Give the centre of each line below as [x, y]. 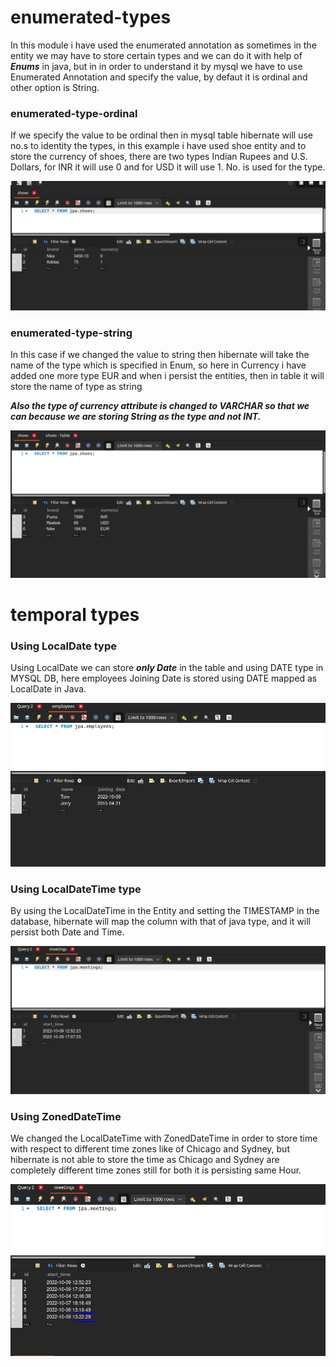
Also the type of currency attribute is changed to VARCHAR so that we [160, 406]
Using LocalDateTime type [76, 889]
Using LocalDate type [63, 646]
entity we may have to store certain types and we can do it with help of [156, 55]
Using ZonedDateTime [66, 1116]
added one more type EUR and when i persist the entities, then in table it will [167, 376]
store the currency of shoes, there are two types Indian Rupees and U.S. [159, 157]
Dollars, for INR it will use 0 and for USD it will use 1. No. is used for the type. [168, 167]
